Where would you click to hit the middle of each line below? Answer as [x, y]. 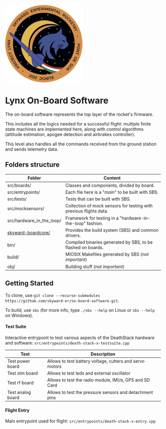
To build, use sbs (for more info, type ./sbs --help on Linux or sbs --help [80, 310]
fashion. [95, 223]
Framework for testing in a [92, 218]
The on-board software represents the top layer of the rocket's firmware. [80, 114]
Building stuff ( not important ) [95, 266]
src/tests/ [17, 199]
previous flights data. [87, 211]
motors [54, 366]
